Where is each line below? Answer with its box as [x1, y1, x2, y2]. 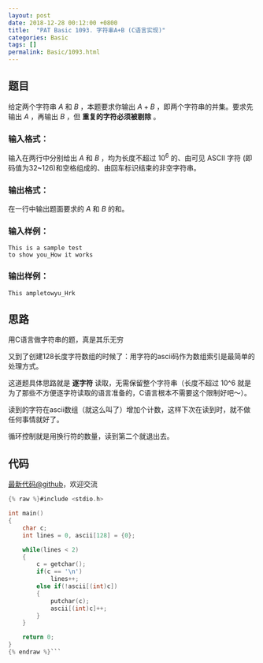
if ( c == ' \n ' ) [36, 567, 83, 576]
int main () [8, 510, 44, 518]
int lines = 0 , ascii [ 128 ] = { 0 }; [22, 531, 135, 539]
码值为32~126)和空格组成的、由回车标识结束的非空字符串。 [8, 163, 201, 172]
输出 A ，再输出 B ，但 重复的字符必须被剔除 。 [8, 111, 161, 121]
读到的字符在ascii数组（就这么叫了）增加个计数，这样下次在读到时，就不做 [8, 405, 251, 414]
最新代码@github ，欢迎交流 [8, 479, 98, 489]
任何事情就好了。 [8, 415, 64, 425]
